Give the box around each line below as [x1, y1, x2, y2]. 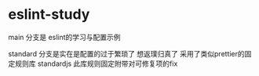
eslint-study [8, 5, 90, 24]
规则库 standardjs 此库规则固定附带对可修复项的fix [14, 59, 178, 68]
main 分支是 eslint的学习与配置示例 [8, 32, 121, 42]
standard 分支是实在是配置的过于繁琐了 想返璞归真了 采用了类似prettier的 [8, 49, 245, 58]
